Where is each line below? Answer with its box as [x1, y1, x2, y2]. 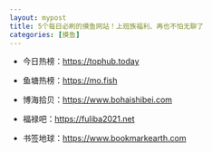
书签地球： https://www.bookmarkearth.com [22, 133, 187, 144]
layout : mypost [9, 13, 67, 23]
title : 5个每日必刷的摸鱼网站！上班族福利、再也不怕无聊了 [9, 22, 204, 31]
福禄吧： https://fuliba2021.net [22, 114, 135, 125]
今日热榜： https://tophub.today [22, 56, 140, 67]
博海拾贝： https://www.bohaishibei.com [22, 94, 173, 105]
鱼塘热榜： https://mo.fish [22, 75, 118, 86]
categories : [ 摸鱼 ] [9, 30, 81, 39]
